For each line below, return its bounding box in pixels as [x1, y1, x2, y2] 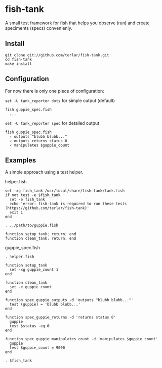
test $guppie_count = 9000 [9, 345, 65, 350]
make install [5, 61, 32, 66]
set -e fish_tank [9, 197, 45, 202]
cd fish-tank [5, 57, 32, 62]
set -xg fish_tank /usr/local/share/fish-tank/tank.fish [5, 188, 125, 194]
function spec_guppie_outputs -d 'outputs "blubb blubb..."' [5, 298, 134, 303]
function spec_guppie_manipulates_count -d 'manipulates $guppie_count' [5, 337, 158, 342]
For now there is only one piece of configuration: [5, 88, 105, 94]
